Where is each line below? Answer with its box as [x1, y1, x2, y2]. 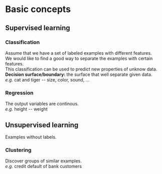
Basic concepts [5, 4, 71, 15]
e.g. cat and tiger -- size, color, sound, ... [5, 76, 90, 82]
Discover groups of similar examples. [5, 158, 82, 164]
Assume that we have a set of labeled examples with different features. [5, 50, 152, 56]
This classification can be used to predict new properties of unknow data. [5, 66, 157, 72]
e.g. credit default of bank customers [5, 163, 82, 169]
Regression [5, 89, 34, 96]
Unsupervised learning [5, 121, 79, 129]
